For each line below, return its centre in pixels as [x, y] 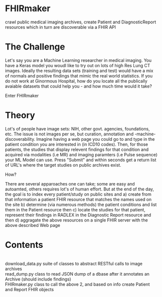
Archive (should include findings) [38, 279]
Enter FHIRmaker [22, 95]
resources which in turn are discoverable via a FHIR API [61, 27]
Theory [20, 115]
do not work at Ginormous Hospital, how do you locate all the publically [76, 81]
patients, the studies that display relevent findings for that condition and [77, 149]
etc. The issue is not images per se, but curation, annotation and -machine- [81, 134]
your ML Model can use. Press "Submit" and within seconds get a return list [81, 160]
